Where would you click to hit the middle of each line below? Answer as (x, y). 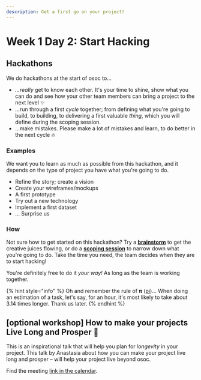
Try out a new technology (46, 201)
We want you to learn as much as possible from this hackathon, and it (92, 163)
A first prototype (35, 194)
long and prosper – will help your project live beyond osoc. (79, 359)
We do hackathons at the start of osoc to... (59, 78)
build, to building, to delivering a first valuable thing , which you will (97, 115)
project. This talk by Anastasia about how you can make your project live (96, 353)
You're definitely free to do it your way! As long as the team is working (93, 273)
